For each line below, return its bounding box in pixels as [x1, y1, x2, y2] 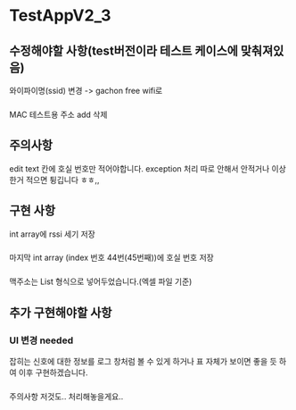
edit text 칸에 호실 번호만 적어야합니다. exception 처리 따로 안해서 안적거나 [9, 163, 270, 174]
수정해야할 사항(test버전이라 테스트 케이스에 [9, 43, 239, 58]
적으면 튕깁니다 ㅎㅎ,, [25, 174, 100, 185]
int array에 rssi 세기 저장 [9, 229, 95, 239]
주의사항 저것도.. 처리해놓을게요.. [9, 391, 124, 402]
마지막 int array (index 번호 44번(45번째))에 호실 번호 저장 [9, 252, 214, 264]
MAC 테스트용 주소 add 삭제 [9, 109, 108, 120]
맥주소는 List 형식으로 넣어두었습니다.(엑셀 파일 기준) [9, 276, 193, 287]
